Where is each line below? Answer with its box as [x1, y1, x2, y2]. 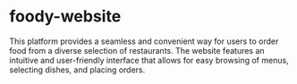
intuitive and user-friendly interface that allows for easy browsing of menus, [9, 55, 289, 65]
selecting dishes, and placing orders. [9, 64, 146, 75]
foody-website [9, 6, 122, 27]
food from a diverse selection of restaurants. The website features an [9, 45, 266, 55]
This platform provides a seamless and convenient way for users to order [9, 36, 279, 46]
